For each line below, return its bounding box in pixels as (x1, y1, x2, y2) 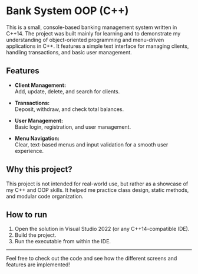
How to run (6, 210, 48, 220)
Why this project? (6, 164, 72, 175)
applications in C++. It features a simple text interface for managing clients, (6, 43, 189, 50)
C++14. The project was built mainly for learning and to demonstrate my (6, 30, 181, 37)
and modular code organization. (6, 193, 84, 200)
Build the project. (14, 231, 57, 239)
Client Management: (14, 81, 67, 89)
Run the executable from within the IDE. (14, 238, 111, 245)
